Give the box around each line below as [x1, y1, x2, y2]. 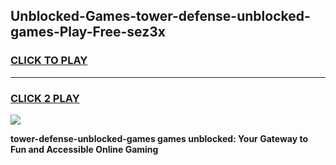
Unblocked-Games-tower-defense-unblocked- [10, 8, 311, 25]
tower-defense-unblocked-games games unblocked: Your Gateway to [10, 132, 308, 144]
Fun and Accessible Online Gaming [10, 143, 159, 155]
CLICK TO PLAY [10, 54, 88, 68]
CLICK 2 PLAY [10, 91, 80, 105]
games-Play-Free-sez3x [10, 24, 166, 41]
